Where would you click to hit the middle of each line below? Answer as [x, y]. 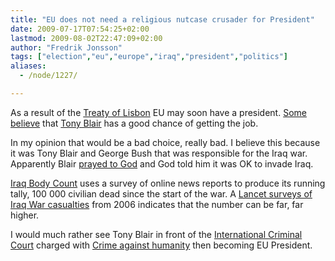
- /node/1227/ [48, 76]
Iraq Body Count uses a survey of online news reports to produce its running [168, 183]
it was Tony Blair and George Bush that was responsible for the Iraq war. [159, 153]
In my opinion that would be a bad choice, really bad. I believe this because [165, 142]
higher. [25, 215]
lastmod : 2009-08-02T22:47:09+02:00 [86, 38]
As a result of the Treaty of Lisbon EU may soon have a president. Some [158, 112]
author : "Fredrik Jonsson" [66, 47]
